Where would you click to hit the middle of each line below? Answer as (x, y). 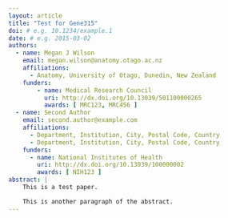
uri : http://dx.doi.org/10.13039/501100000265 (123, 98)
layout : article (35, 16)
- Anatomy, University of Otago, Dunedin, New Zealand (123, 75)
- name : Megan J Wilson (55, 53)
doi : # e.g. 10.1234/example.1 (60, 30)
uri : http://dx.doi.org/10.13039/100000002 (110, 165)
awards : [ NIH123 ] (70, 172)
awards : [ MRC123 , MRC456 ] (90, 105)
